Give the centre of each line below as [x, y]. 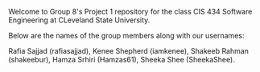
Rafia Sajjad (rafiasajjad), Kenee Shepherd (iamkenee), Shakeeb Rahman [129, 51]
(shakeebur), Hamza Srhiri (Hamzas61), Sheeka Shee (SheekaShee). [122, 60]
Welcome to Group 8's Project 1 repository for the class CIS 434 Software [130, 12]
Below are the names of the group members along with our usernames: [126, 36]
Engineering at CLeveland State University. [79, 20]
